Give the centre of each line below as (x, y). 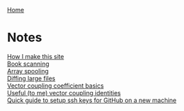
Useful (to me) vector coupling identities (64, 92)
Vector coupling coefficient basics (56, 86)
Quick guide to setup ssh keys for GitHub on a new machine (92, 100)
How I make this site (36, 56)
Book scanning (28, 64)
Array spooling (28, 71)
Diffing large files (31, 78)
